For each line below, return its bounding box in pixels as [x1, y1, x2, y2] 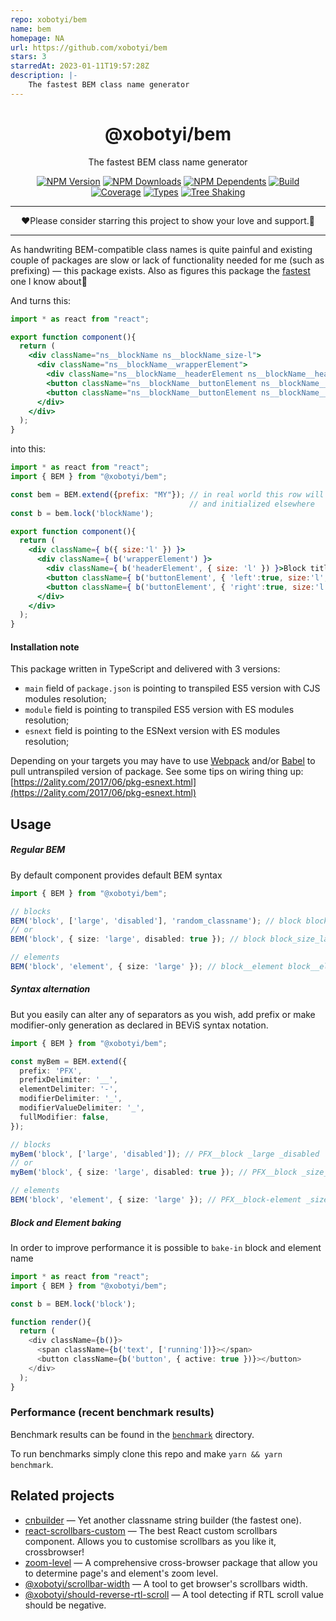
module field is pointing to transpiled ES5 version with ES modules [24, 704, 295, 716]
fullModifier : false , [19, 1112, 110, 1122]
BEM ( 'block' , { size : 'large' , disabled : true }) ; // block [10, 934, 267, 945]
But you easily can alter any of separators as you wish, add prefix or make [10, 1008, 316, 1020]
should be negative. [24, 1599, 107, 1611]
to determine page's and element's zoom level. [24, 1567, 219, 1579]
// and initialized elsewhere [189, 499, 315, 509]
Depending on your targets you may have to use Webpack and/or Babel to [10, 755, 316, 767]
